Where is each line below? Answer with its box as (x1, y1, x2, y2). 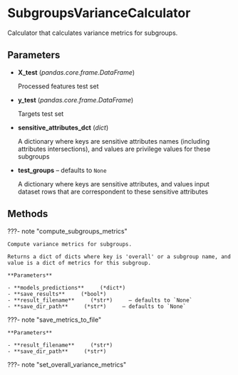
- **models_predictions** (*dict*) (7, 284, 126, 291)
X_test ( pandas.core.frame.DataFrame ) (17, 68, 135, 76)
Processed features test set (17, 82, 99, 90)
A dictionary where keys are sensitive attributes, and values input (17, 179, 210, 188)
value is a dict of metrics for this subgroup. (7, 259, 152, 266)
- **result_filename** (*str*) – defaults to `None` (7, 297, 193, 304)
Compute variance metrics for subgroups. (7, 241, 133, 248)
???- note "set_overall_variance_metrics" (7, 360, 127, 369)
